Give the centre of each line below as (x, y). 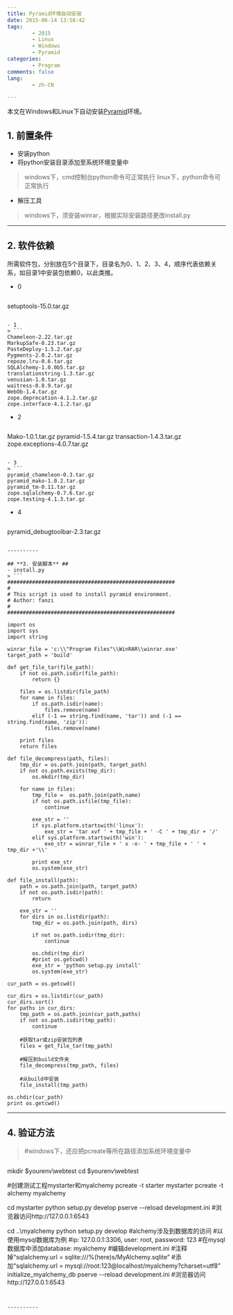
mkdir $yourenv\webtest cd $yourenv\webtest (73, 1171)
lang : (15, 78)
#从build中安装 (40, 1079)
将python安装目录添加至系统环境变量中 (73, 162)
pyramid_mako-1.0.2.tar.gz (46, 481)
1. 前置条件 (30, 135)
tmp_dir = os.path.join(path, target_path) (84, 765)
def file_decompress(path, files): (59, 759)
